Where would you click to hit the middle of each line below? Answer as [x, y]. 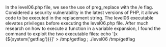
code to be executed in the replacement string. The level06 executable [79, 18]
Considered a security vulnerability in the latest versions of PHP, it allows [82, 12]
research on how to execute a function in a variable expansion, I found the [83, 28]
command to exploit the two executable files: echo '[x [62, 34]
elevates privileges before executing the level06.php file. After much [77, 23]
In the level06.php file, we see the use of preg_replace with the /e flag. [79, 7]
